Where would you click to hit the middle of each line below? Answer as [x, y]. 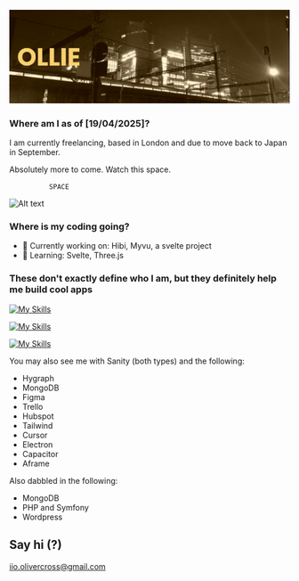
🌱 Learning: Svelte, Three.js [73, 256]
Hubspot [38, 416]
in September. [35, 152]
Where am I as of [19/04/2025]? [80, 123]
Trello [32, 406]
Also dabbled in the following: [64, 480]
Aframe [36, 463]
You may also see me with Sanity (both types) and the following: [127, 361]
